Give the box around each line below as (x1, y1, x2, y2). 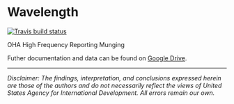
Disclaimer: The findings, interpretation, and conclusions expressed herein (7, 73, 221, 82)
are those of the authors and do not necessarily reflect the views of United (7, 81, 222, 89)
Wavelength (7, 4, 79, 20)
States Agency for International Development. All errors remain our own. (7, 88, 215, 97)
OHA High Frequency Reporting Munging (7, 40, 125, 49)
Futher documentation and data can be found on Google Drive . (7, 53, 187, 62)
